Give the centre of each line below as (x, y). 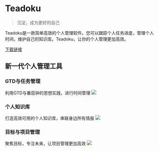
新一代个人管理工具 (34, 66)
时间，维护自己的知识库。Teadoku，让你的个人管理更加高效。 (67, 39)
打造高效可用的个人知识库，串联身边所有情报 (50, 118)
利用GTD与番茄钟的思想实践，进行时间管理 (48, 93)
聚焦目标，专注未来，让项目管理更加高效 (45, 144)
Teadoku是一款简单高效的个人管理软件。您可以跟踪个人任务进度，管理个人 (79, 33)
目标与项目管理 (23, 132)
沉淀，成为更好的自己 (38, 22)
